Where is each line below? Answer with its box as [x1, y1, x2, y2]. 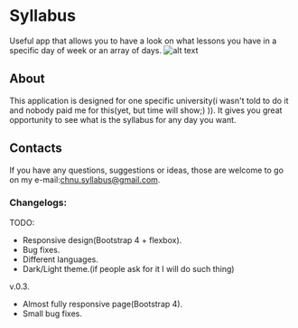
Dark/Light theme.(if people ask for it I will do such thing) [22, 263, 235, 274]
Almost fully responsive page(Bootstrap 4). [22, 298, 183, 309]
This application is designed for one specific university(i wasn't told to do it [9, 95, 289, 106]
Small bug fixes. [22, 308, 83, 319]
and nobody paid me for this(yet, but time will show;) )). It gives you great [9, 105, 283, 116]
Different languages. [22, 254, 99, 265]
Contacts [9, 141, 63, 156]
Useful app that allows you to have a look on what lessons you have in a [9, 35, 277, 46]
